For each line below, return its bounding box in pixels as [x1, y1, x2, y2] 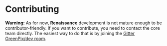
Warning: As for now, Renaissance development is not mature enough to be [5, 20, 162, 26]
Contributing [5, 3, 59, 15]
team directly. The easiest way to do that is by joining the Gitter [5, 30, 135, 36]
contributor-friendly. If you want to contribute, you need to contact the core [5, 25, 161, 31]
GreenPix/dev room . [5, 36, 46, 42]
